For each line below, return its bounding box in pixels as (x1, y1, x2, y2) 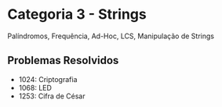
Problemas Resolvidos (7, 54, 119, 67)
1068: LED (18, 83, 53, 92)
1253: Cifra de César (18, 91, 86, 101)
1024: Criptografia (18, 74, 78, 84)
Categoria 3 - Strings (7, 5, 147, 23)
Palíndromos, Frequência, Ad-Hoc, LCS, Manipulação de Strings (7, 31, 215, 41)
